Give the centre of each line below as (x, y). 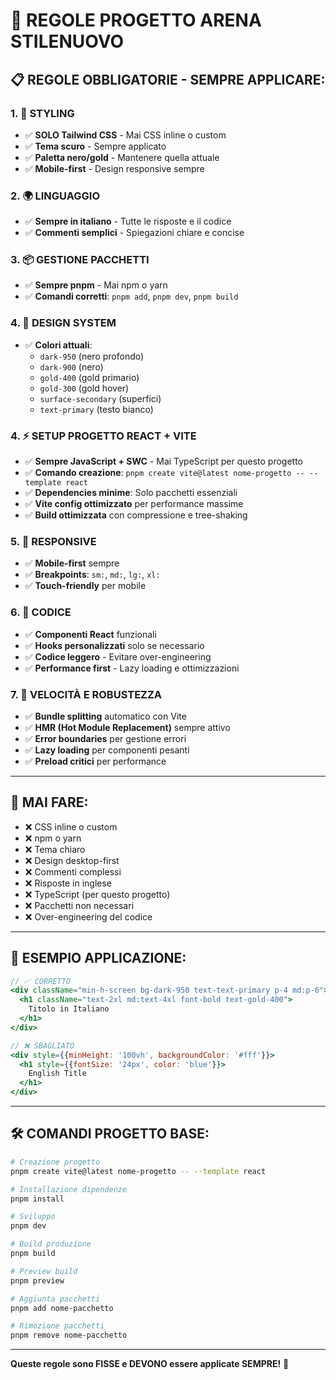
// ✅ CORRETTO (40, 981)
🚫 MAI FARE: (49, 802)
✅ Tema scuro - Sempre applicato (95, 146)
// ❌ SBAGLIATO (42, 1045)
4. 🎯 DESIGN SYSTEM (63, 323)
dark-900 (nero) (71, 366)
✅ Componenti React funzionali (90, 634)
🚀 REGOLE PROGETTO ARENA (136, 20)
